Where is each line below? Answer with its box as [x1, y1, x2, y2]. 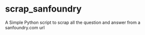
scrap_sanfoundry [5, 3, 82, 15]
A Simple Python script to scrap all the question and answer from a [5, 19, 141, 25]
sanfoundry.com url [5, 24, 45, 30]
